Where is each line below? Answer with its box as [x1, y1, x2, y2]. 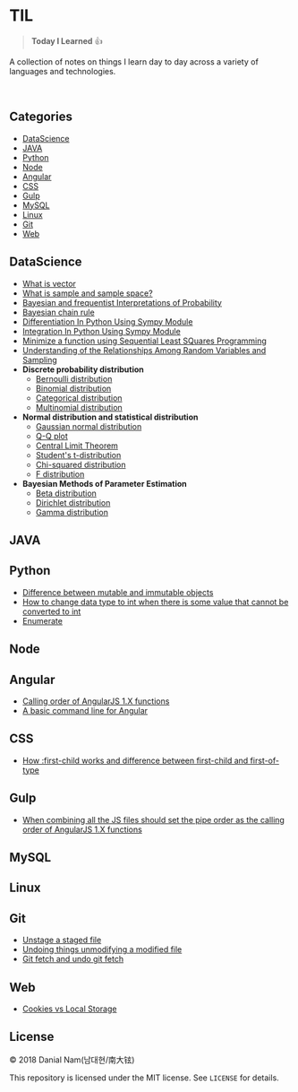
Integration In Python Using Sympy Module [21, 325, 181, 336]
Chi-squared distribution [35, 459, 126, 470]
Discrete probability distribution [21, 364, 145, 375]
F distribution [35, 468, 85, 480]
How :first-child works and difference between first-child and [21, 755, 249, 766]
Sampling [21, 354, 58, 365]
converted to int [21, 606, 81, 617]
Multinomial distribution [35, 402, 123, 412]
